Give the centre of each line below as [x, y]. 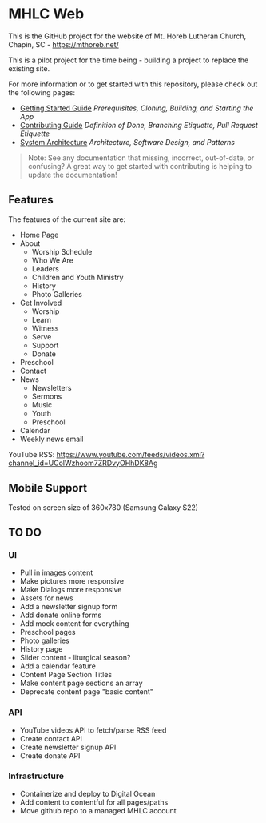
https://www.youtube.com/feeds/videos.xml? [131, 454]
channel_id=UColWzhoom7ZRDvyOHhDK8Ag [83, 463]
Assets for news [46, 598]
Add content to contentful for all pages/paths [94, 802]
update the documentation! [72, 175]
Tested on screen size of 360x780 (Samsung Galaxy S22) [103, 507]
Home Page [39, 235]
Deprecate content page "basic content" [87, 692]
